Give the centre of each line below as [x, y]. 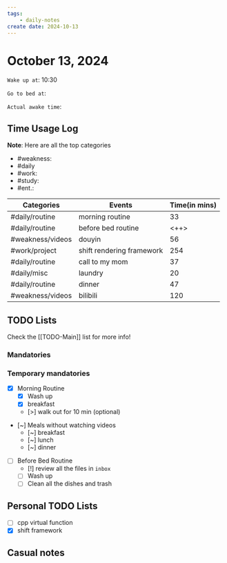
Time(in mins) [194, 205]
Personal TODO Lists [52, 506]
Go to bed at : [27, 93]
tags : [15, 14]
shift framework [40, 530]
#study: [28, 181]
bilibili [88, 296]
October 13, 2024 [58, 61]
